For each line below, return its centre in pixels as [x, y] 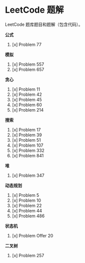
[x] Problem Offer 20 [33, 235]
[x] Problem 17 [26, 130]
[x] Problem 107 [28, 145]
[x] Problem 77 [27, 44]
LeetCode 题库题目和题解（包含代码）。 [44, 24]
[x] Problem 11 [26, 89]
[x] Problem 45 [27, 99]
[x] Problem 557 [28, 64]
